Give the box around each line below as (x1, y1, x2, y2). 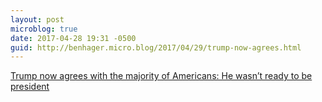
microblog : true (10, 24, 78, 34)
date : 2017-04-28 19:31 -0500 (10, 33, 137, 43)
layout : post (10, 14, 65, 25)
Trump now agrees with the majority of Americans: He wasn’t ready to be (10, 70, 313, 82)
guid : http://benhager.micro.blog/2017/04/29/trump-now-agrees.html (10, 42, 302, 53)
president (10, 81, 50, 93)
